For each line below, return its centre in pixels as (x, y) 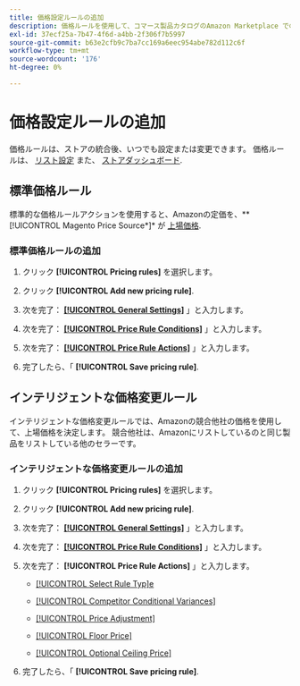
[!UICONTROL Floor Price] (83, 636)
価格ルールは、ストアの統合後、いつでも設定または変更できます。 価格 (139, 148)
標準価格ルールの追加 (55, 250)
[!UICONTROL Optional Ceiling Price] (104, 653)
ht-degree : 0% (36, 68)
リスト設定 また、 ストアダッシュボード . (108, 160)
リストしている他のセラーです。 (83, 443)
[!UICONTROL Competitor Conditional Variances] (125, 601)
